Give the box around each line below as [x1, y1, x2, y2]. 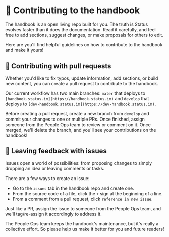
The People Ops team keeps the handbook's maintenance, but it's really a [5, 220, 159, 226]
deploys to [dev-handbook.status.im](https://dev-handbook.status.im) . [5, 101, 156, 107]
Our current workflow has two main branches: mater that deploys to [5, 90, 145, 96]
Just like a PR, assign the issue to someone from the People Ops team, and [5, 205, 161, 211]
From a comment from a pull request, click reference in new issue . [12, 196, 153, 202]
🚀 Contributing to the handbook [5, 5, 140, 16]
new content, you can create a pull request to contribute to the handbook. [5, 80, 159, 86]
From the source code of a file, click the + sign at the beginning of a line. [12, 190, 163, 196]
